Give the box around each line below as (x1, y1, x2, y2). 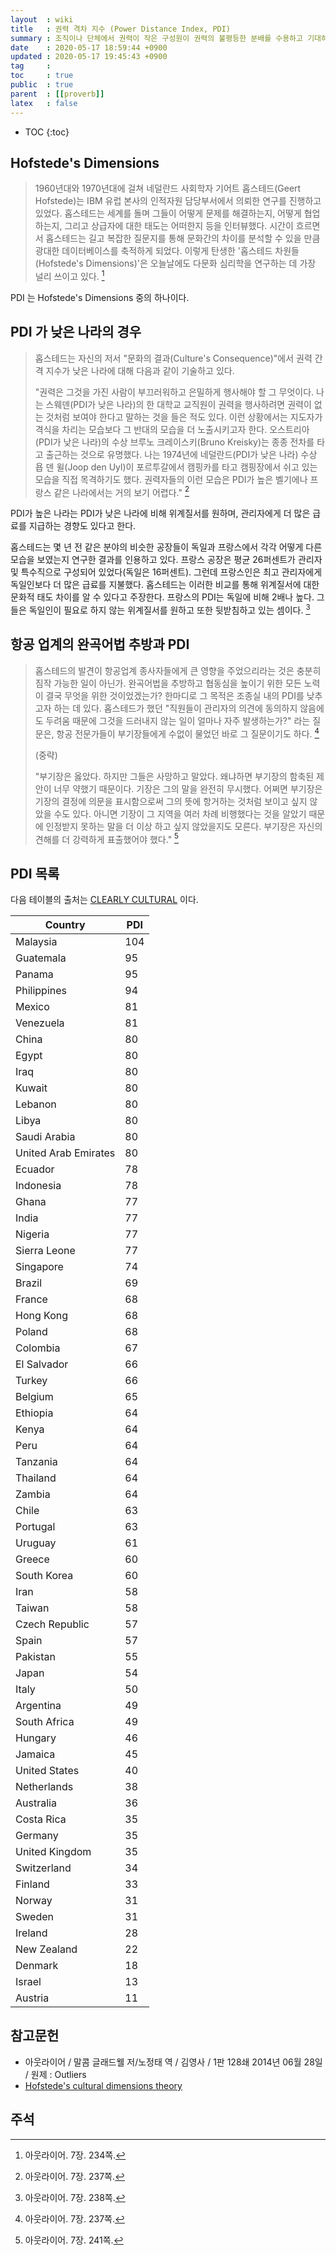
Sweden (15, 1910, 54, 1924)
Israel (15, 1975, 42, 1989)
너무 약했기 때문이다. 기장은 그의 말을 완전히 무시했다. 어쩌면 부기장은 (53, 782, 323, 795)
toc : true (10, 71, 74, 81)
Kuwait (15, 1081, 48, 1095)
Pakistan (15, 1650, 57, 1664)
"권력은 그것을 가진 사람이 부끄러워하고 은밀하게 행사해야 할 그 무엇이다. (34, 386, 315, 398)
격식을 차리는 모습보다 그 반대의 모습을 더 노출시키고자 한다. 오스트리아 (34, 423, 310, 435)
